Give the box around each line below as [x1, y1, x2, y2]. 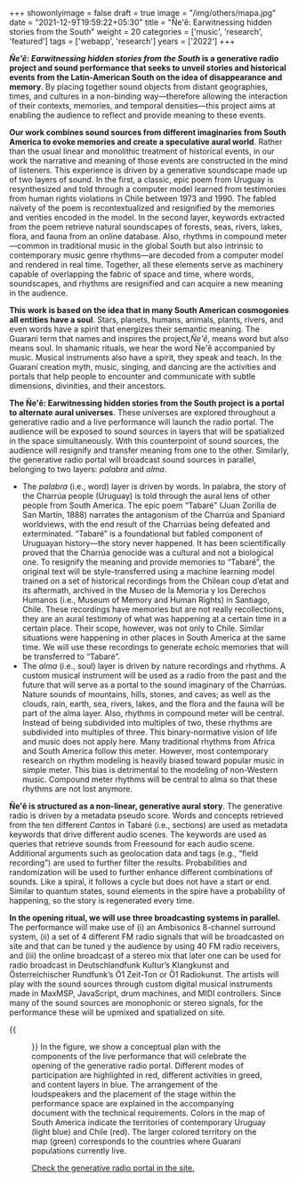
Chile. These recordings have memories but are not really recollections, [21, 604, 285, 615]
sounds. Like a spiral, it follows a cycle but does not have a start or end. [9, 876, 272, 887]
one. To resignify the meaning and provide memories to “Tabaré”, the [21, 557, 276, 567]
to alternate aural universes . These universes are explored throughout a [9, 407, 276, 417]
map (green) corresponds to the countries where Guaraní [31, 1136, 242, 1146]
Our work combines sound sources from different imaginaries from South [9, 127, 286, 137]
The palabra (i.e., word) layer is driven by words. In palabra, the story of [21, 481, 286, 492]
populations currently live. [31, 1146, 127, 1155]
